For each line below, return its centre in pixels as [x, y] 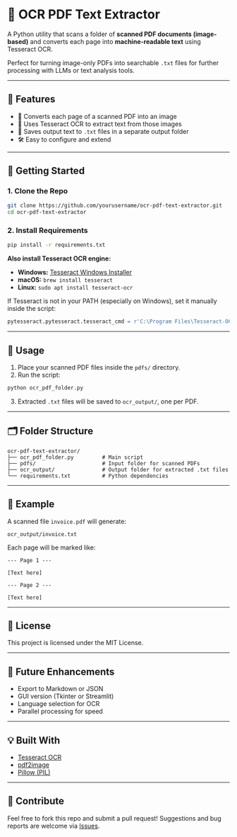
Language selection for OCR [59, 704]
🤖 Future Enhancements [61, 672]
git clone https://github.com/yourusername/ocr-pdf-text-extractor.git [115, 206]
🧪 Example [31, 505]
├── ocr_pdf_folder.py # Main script [75, 457]
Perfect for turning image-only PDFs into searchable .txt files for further [113, 62]
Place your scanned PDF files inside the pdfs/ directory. [99, 368]
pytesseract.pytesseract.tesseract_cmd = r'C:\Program [90, 321]
